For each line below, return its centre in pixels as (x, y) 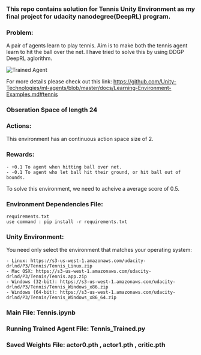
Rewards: (20, 155)
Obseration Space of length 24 (52, 110)
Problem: (20, 32)
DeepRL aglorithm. (29, 58)
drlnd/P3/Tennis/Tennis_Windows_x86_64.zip (61, 298)
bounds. (16, 177)
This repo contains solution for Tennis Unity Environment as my (101, 9)
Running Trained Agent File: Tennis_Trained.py (76, 329)
